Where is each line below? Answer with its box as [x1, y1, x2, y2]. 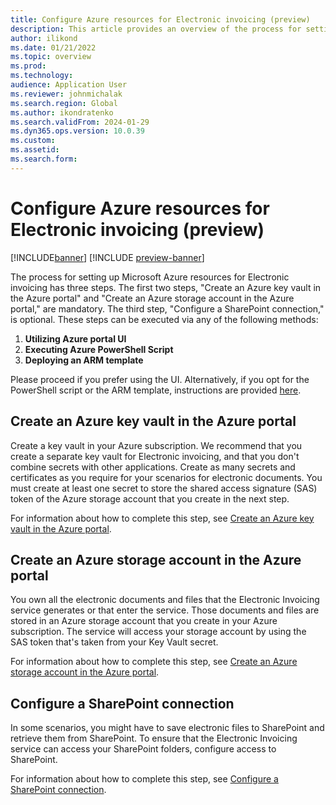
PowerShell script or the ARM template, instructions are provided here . [10, 384, 302, 396]
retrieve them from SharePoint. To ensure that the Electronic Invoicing [10, 732, 298, 745]
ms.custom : [10, 136, 56, 146]
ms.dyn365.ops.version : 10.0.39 [10, 126, 145, 136]
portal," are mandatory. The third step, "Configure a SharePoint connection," [10, 302, 325, 315]
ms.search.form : [10, 154, 78, 164]
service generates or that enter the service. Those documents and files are [10, 604, 320, 616]
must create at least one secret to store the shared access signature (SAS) [10, 482, 318, 494]
